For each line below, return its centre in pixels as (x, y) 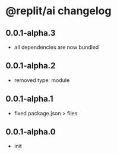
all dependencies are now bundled (56, 47)
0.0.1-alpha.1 (30, 99)
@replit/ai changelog (58, 11)
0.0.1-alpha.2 (31, 66)
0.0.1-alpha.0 (31, 132)
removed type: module (42, 80)
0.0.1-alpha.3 (31, 33)
